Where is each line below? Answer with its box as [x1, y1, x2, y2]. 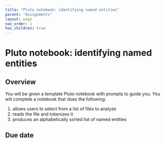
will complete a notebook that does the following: [5, 96, 106, 102]
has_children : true [5, 26, 46, 31]
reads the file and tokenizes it [12, 111, 73, 117]
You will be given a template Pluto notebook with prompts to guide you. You [5, 91, 161, 97]
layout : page [5, 16, 32, 21]
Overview [5, 78, 36, 86]
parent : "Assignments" [5, 12, 52, 17]
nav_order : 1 [5, 21, 32, 26]
